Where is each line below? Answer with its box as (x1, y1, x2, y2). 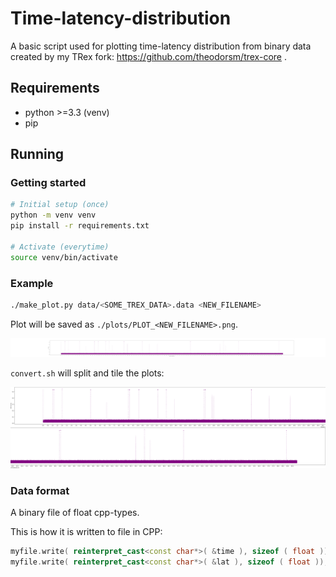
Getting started (10, 176, 87, 190)
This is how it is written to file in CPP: (10, 526, 163, 538)
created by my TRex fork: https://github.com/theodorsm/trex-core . (10, 50, 287, 62)
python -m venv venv (10, 210, 97, 221)
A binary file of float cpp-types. (10, 507, 140, 519)
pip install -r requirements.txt (10, 221, 150, 231)
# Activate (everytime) (10, 242, 110, 252)
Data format (10, 483, 70, 497)
